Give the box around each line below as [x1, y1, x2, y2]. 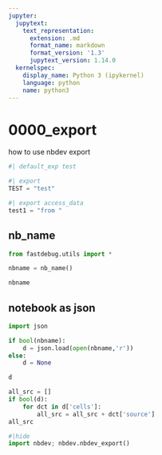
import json [8, 322, 48, 330]
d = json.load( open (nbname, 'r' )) [22, 344, 134, 352]
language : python [22, 79, 81, 87]
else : [8, 352, 26, 360]
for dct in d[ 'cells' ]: [22, 402, 102, 411]
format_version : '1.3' [29, 49, 105, 57]
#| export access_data [8, 199, 84, 207]
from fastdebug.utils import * [8, 250, 113, 258]
